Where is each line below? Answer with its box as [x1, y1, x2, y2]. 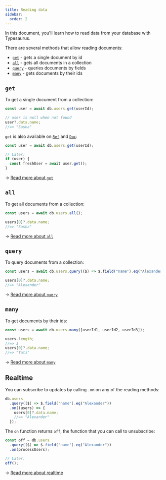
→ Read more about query [5, 291, 58, 298]
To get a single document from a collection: [5, 97, 94, 103]
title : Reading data [5, 7, 48, 12]
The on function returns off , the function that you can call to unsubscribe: [5, 428, 155, 434]
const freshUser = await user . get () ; [9, 161, 87, 166]
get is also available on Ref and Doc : [5, 133, 78, 139]
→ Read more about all [5, 233, 53, 239]
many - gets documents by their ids [12, 70, 83, 76]
